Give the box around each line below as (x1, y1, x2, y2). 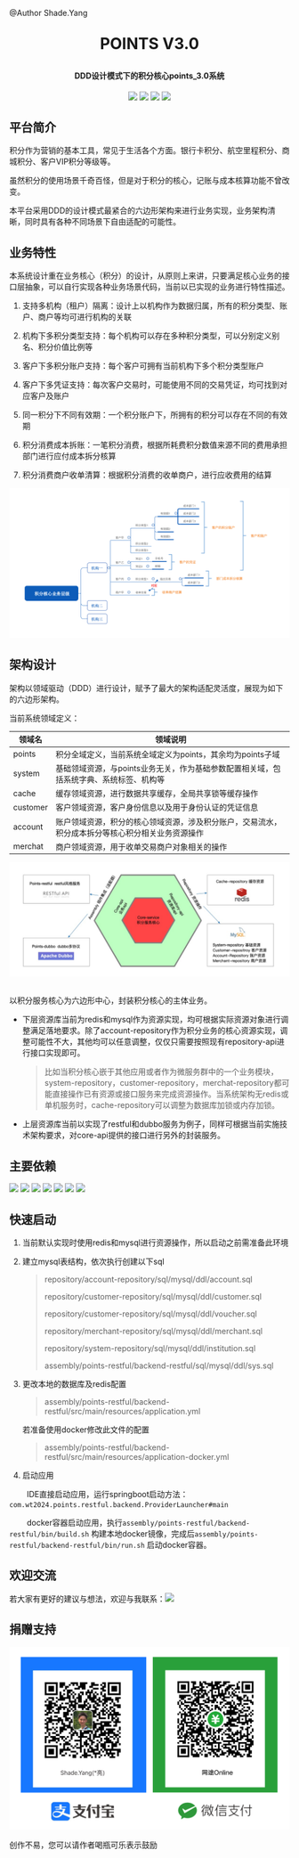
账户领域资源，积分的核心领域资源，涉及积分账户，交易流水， (55, 816, 282, 827)
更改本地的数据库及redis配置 (21, 1379, 127, 1389)
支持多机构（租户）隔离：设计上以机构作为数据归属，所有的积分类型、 (21, 300, 280, 311)
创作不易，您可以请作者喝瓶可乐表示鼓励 (9, 1839, 158, 1850)
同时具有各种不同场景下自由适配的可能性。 (24, 216, 181, 227)
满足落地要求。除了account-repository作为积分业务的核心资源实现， (29, 1025, 280, 1036)
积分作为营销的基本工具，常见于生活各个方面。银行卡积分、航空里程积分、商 (9, 145, 290, 156)
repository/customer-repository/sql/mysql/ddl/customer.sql (44, 1292, 263, 1302)
